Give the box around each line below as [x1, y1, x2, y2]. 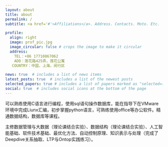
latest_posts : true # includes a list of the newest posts [5, 77, 133, 82]
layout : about [5, 7, 35, 13]
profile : [5, 31, 23, 36]
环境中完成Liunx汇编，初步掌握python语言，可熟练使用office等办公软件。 [5, 106, 156, 113]
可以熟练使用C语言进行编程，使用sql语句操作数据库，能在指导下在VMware [5, 100, 159, 106]
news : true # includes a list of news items [5, 72, 101, 77]
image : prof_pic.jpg [9, 40, 52, 45]
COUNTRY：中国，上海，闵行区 [11, 63, 65, 68]
